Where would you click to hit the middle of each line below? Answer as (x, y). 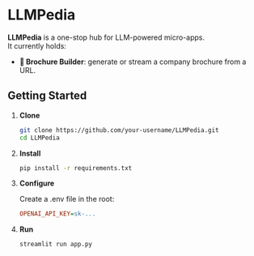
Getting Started (47, 96)
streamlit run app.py (55, 245)
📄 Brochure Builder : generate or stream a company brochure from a (133, 62)
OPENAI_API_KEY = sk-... (57, 214)
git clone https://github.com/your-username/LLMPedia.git (119, 130)
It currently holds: (37, 45)
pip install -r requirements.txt (76, 168)
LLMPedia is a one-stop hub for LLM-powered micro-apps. (106, 37)
